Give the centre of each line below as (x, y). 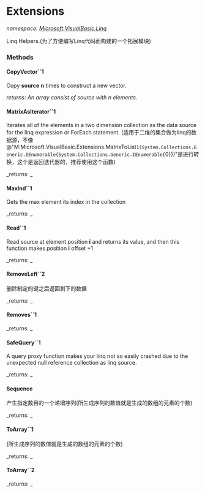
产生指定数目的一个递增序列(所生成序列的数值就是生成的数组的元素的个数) (99, 403)
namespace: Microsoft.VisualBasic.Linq (57, 28)
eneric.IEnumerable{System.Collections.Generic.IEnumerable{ (86, 155)
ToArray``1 (20, 429)
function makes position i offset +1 (50, 248)
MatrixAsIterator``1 (31, 111)
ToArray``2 (20, 470)
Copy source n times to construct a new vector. (67, 86)
